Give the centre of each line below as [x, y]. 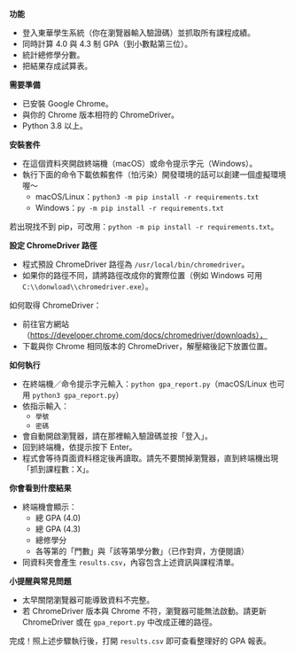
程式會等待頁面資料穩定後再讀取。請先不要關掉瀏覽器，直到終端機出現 [150, 458]
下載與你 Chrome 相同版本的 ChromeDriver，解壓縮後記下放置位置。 [147, 346]
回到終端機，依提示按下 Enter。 [79, 447]
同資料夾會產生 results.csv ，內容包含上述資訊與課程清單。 [130, 562]
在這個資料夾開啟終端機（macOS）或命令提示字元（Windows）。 [140, 163]
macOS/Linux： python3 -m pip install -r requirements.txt [147, 197]
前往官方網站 [45, 324]
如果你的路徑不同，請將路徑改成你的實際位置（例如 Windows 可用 [142, 275]
